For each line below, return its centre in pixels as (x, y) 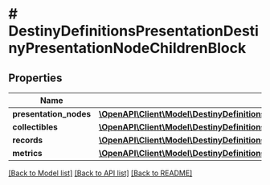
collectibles (35, 127)
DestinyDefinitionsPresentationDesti (134, 31)
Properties (35, 78)
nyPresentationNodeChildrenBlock (127, 48)
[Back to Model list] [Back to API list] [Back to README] (100, 173)
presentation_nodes (51, 114)
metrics (27, 153)
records (28, 140)
